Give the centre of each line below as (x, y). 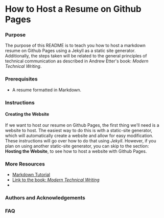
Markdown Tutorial (31, 175)
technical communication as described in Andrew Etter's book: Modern (77, 61)
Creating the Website (27, 114)
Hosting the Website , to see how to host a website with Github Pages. (76, 151)
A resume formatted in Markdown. (47, 90)
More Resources (25, 164)
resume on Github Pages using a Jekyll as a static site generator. (70, 51)
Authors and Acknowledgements (45, 198)
